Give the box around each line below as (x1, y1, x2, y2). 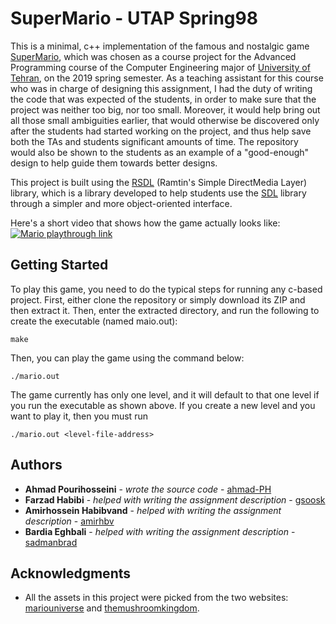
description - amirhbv (24, 515, 115, 527)
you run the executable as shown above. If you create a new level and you (10, 399, 316, 411)
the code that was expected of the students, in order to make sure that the (10, 93, 317, 105)
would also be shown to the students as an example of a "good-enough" (10, 146, 310, 158)
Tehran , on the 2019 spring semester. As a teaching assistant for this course (10, 72, 324, 84)
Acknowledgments (10, 565, 132, 582)
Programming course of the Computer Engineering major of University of (10, 61, 311, 73)
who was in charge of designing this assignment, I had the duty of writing (10, 82, 313, 94)
